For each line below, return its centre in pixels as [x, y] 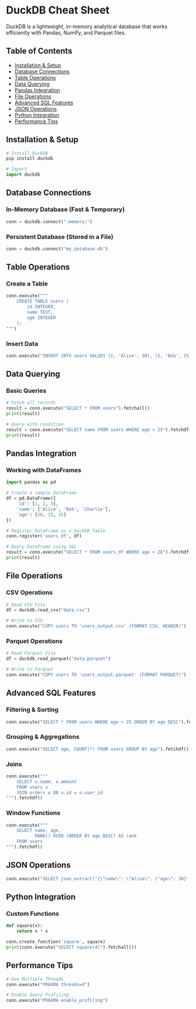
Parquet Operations [34, 641]
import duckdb [23, 175]
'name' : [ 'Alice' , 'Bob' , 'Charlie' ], [64, 509]
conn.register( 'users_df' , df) [44, 536]
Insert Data [22, 343]
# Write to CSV [24, 621]
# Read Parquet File [31, 653]
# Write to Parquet [30, 669]
